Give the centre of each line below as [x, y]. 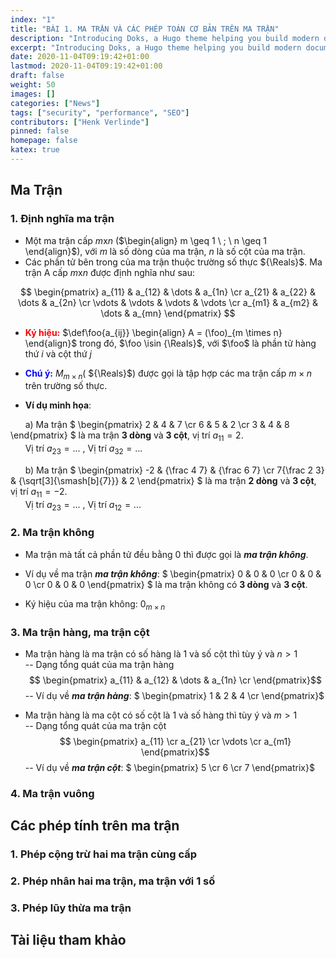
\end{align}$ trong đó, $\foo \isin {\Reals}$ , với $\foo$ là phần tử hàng [170, 343]
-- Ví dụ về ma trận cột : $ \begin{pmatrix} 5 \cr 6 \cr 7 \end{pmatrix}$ [169, 767]
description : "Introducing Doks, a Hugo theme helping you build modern [165, 38]
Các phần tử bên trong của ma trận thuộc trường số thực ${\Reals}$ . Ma [173, 262]
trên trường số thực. [66, 386]
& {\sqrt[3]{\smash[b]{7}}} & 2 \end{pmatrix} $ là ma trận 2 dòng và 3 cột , [163, 480]
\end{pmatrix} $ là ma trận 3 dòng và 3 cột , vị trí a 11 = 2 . [127, 436]
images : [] [33, 94]
